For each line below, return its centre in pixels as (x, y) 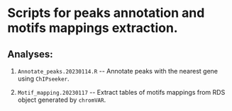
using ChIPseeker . (43, 78)
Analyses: (30, 54)
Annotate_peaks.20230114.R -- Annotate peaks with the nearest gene (118, 71)
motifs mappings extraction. (93, 28)
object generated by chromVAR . (62, 100)
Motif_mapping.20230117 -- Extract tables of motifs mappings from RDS (121, 92)
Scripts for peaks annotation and (106, 13)
